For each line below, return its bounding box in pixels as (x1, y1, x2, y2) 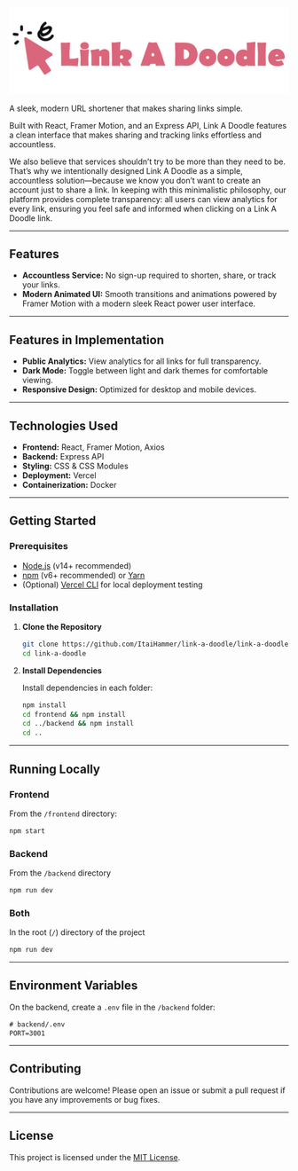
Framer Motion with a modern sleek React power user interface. (21, 298, 255, 309)
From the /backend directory (9, 868, 112, 878)
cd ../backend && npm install (21, 719, 135, 728)
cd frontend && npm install (21, 710, 126, 719)
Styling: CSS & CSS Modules (21, 460, 129, 471)
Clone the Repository (21, 621, 102, 632)
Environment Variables (9, 978, 138, 994)
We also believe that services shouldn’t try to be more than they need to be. (9, 156, 286, 167)
